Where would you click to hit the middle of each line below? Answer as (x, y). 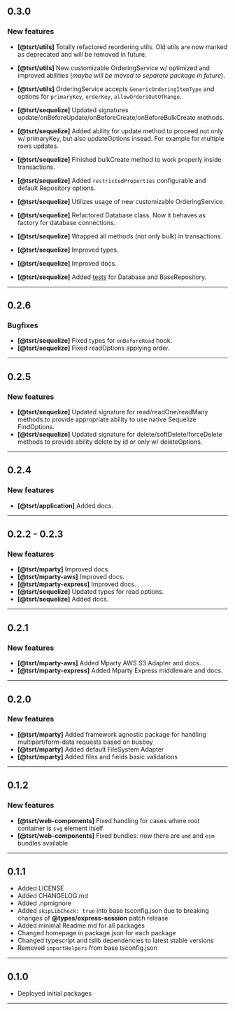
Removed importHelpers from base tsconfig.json (87, 948)
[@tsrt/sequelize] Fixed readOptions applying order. (93, 348)
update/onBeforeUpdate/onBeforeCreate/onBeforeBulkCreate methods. (121, 117)
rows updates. (38, 146)
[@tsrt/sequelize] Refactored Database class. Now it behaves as (112, 215)
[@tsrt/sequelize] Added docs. (63, 599)
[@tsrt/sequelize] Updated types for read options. (91, 592)
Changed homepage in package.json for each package (97, 933)
